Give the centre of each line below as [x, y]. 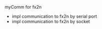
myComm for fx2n [23, 7]
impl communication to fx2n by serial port [54, 16]
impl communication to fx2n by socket [51, 22]
